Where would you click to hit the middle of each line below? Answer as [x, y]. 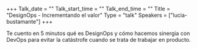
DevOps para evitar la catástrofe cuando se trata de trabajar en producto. [99, 40]
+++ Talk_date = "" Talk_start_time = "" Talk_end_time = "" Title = [88, 9]
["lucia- [178, 15]
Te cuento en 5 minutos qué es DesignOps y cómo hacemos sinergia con [98, 33]
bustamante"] [23, 21]
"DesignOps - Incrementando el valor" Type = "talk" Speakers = [87, 15]
